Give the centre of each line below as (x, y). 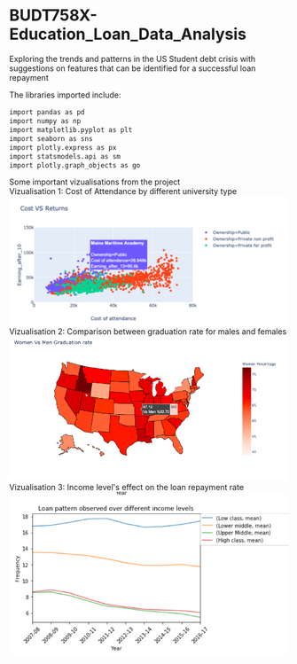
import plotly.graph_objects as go (75, 165)
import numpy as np (45, 121)
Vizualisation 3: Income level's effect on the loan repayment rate (127, 487)
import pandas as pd (47, 112)
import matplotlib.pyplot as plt (71, 129)
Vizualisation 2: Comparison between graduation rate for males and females (148, 332)
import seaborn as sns (51, 138)
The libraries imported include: (65, 95)
